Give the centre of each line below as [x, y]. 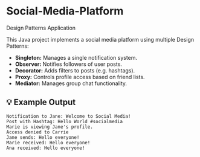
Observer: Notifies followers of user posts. [69, 64]
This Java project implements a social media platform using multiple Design [100, 39]
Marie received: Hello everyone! [48, 143]
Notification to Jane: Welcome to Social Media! [69, 116]
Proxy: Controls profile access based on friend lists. [80, 77]
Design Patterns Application [41, 28]
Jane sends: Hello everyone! [43, 137]
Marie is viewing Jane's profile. [50, 127]
